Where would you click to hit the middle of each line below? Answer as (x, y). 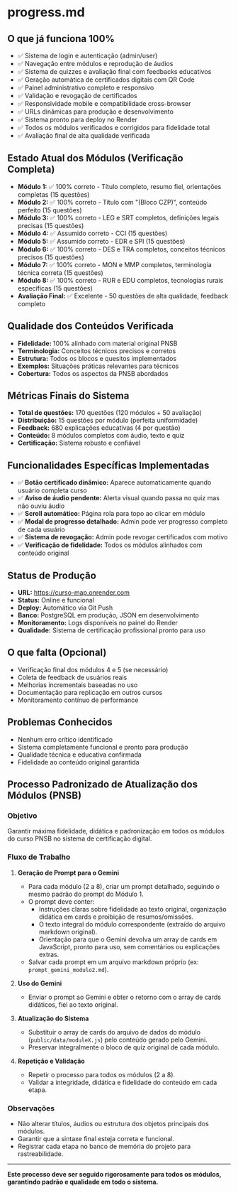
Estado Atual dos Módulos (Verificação (95, 158)
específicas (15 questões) (55, 288)
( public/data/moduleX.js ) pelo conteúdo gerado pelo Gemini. (118, 1040)
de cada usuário (41, 529)
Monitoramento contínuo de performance (78, 700)
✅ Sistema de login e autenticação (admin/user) (87, 55)
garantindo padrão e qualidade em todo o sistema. (83, 1182)
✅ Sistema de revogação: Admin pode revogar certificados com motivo (123, 537)
